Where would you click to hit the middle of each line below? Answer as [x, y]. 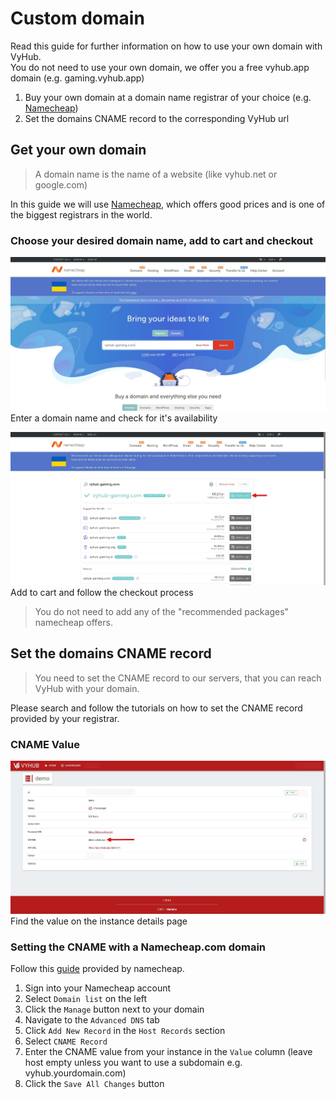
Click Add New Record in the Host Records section [125, 1031]
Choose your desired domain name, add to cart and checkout [161, 240]
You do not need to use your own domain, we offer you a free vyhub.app [160, 67]
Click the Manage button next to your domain [114, 1009]
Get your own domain [78, 150]
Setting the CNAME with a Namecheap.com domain [138, 947]
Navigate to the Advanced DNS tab [92, 1020]
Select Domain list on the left [86, 999]
